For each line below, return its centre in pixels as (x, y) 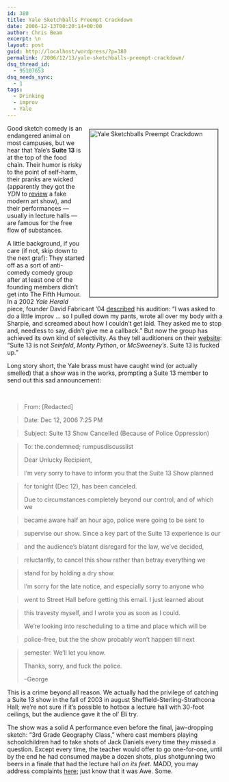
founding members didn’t (43, 287)
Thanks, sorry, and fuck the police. (73, 666)
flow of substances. (35, 230)
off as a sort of (28, 265)
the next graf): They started (46, 258)
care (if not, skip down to (42, 250)
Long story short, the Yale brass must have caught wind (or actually (103, 365)
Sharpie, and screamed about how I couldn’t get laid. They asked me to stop (114, 323)
